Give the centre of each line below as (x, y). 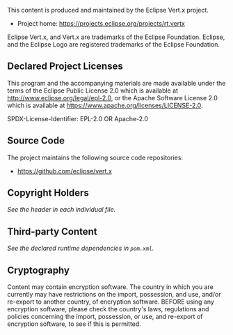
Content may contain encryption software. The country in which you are (110, 287)
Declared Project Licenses (65, 67)
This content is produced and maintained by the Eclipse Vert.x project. (108, 10)
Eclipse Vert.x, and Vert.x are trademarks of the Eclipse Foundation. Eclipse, (116, 37)
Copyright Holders (48, 193)
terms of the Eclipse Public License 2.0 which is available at (93, 91)
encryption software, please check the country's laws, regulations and (108, 309)
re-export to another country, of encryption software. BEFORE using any (111, 302)
